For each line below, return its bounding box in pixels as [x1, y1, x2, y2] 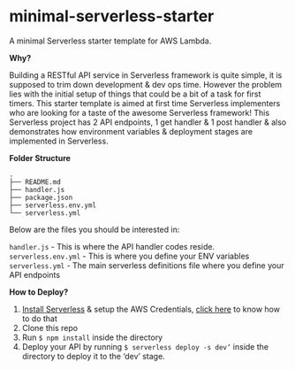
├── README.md [9, 177, 62, 187]
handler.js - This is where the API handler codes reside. [9, 241, 215, 251]
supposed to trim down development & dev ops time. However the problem [9, 79, 283, 89]
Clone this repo [21, 322, 78, 333]
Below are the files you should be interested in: [9, 224, 180, 235]
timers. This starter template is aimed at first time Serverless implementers [9, 97, 281, 108]
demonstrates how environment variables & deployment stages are [9, 126, 253, 136]
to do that [21, 312, 57, 324]
